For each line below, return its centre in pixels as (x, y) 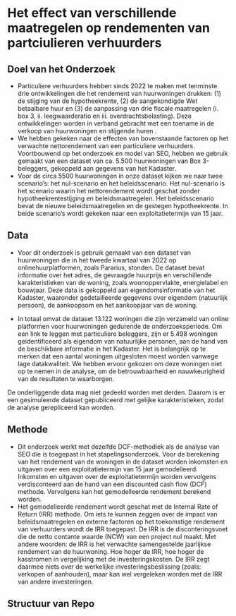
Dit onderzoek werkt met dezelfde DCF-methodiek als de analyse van (118, 447)
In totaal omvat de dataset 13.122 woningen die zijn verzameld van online (123, 318)
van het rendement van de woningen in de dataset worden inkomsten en (123, 461)
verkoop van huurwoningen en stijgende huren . (87, 131)
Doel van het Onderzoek (61, 69)
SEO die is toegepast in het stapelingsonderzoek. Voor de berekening (118, 454)
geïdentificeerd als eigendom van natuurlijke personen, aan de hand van (122, 341)
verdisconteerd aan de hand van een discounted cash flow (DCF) (112, 484)
